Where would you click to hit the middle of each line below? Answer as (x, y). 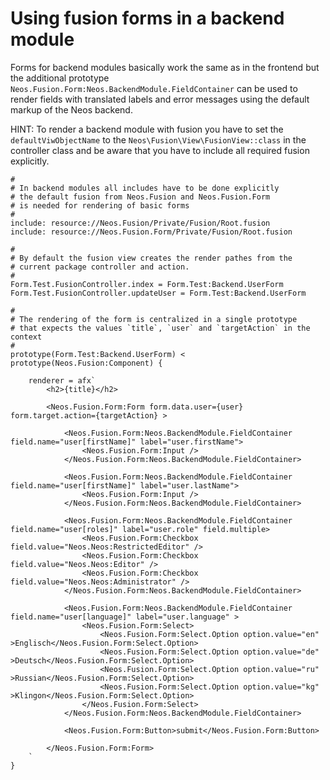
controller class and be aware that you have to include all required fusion (160, 150)
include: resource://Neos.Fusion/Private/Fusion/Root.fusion (140, 223)
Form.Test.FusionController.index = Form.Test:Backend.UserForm (147, 284)
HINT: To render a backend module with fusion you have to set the (147, 129)
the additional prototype (60, 78)
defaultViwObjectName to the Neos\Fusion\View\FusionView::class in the (158, 139)
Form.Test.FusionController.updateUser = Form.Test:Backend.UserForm (158, 293)
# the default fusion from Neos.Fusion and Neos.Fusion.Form (140, 197)
